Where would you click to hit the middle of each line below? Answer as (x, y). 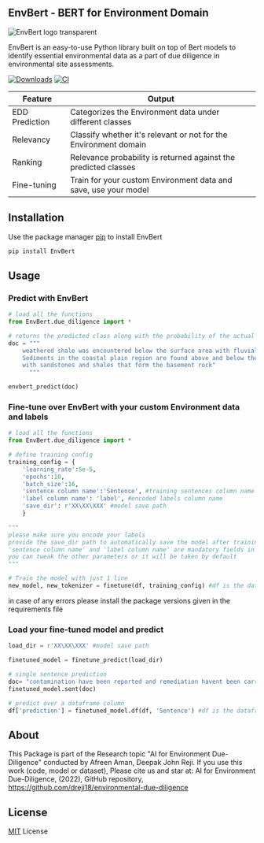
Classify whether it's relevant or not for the (149, 135)
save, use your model (110, 190)
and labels (28, 417)
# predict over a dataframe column (66, 703)
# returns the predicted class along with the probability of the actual (132, 336)
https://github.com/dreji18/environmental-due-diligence (98, 788)
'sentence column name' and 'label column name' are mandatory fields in (132, 550)
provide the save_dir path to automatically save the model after (119, 542)
